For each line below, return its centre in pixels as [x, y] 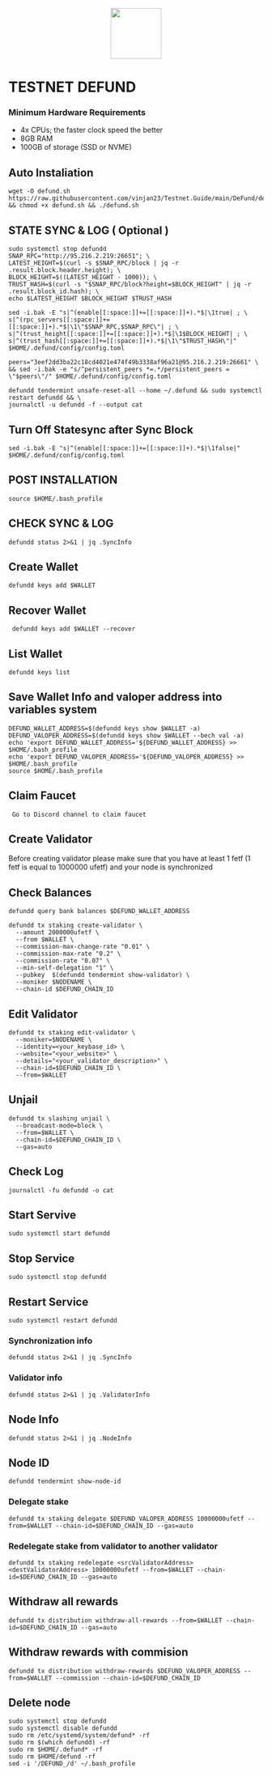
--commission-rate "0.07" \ [63, 961]
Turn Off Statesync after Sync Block [101, 429]
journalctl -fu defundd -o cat [61, 1190]
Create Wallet [43, 567]
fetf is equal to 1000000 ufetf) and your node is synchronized [110, 867]
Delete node [40, 1703]
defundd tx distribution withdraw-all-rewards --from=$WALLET [115, 1620]
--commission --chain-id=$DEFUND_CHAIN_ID [128, 1678]
